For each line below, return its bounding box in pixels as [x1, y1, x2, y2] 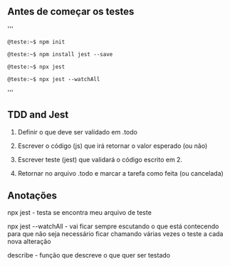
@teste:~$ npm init [7, 38, 66, 46]
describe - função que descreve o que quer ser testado [7, 251, 171, 260]
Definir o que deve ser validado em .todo [17, 127, 137, 136]
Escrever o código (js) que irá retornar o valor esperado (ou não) [17, 142, 208, 150]
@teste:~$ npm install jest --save [7, 50, 113, 58]
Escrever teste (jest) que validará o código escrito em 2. [17, 155, 183, 164]
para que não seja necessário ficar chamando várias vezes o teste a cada [7, 230, 224, 238]
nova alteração [7, 238, 51, 246]
